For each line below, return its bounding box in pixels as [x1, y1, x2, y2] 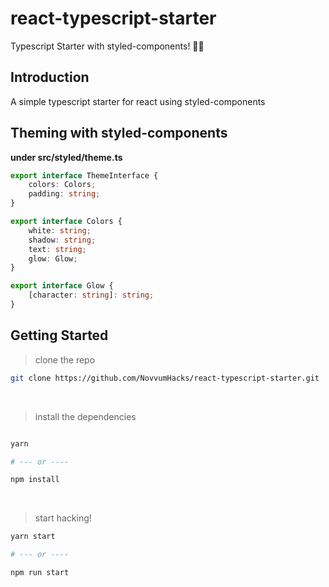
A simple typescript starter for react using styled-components [10, 95, 266, 107]
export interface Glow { [10, 281, 114, 291]
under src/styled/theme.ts [10, 151, 123, 163]
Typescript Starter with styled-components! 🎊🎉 [10, 40, 205, 52]
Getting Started [10, 327, 109, 344]
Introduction [10, 69, 90, 86]
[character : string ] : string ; [28, 290, 155, 301]
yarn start [10, 532, 56, 542]
